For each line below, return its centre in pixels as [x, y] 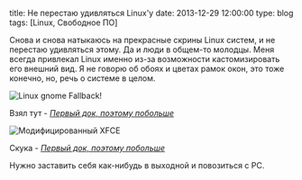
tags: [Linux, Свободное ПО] [64, 22]
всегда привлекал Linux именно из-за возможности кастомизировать [145, 59]
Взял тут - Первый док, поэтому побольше [92, 113]
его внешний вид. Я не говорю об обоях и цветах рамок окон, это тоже [147, 68]
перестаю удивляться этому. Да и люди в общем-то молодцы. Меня [142, 49]
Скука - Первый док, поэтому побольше [87, 148]
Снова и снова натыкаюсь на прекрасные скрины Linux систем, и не [142, 40]
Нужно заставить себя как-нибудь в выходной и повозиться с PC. [137, 165]
